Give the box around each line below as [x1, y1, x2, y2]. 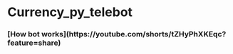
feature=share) [7, 38, 61, 48]
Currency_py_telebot [7, 4, 133, 20]
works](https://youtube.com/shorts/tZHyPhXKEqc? [41, 29, 227, 39]
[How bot [7, 29, 41, 39]
